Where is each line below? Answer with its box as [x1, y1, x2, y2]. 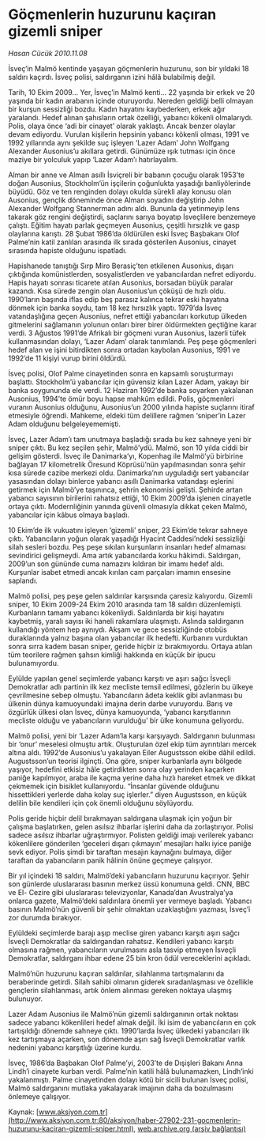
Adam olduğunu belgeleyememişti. [8, 419, 121, 429]
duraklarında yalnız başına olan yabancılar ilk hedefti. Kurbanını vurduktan [8, 633, 248, 642]
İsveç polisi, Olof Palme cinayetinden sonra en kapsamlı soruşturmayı [8, 368, 233, 378]
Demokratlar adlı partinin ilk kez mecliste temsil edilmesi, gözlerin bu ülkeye [8, 682, 254, 691]
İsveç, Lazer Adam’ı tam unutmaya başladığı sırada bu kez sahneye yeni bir [8, 434, 252, 444]
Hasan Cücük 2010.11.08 [8, 48, 88, 58]
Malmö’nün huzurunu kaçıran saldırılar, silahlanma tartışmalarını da [8, 969, 225, 978]
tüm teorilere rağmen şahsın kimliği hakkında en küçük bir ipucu [8, 650, 215, 659]
